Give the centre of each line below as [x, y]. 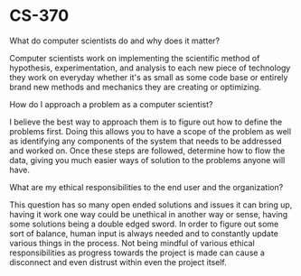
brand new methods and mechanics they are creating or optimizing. [136, 87]
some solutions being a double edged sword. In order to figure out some [144, 224]
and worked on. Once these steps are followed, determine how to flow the [147, 151]
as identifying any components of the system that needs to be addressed [146, 141]
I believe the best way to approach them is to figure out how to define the [146, 122]
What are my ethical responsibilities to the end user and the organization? [146, 187]
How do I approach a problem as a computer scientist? [111, 104]
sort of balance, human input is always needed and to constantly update [144, 233]
